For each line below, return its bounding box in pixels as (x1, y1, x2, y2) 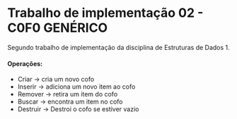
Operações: (7, 59, 43, 68)
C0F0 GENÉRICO (7, 20, 108, 36)
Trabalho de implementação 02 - (7, 5, 204, 21)
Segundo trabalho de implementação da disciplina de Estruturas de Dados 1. (7, 43, 230, 51)
